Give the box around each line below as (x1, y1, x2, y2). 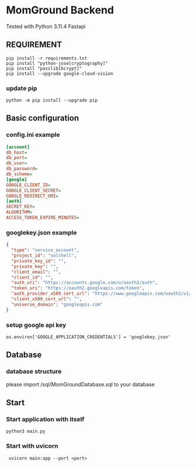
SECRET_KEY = (6, 204, 35, 210)
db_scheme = (6, 171, 33, 177)
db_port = (6, 155, 27, 161)
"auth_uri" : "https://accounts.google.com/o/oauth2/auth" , (11, 280, 158, 286)
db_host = (6, 150, 27, 155)
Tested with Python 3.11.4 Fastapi (6, 23, 86, 30)
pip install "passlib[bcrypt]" (6, 65, 82, 71)
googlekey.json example (6, 229, 77, 237)
